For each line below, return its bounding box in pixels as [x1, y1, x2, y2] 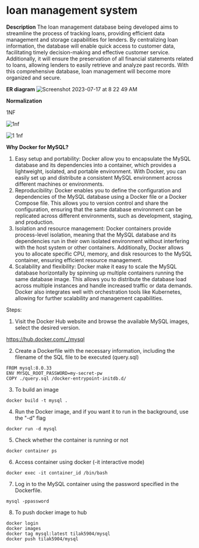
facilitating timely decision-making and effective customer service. [6, 48, 170, 56]
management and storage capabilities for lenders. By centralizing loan [6, 36, 179, 43]
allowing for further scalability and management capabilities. [14, 294, 164, 301]
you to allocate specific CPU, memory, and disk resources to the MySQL [14, 250, 192, 257]
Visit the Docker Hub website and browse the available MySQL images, [14, 318, 189, 325]
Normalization [6, 97, 42, 104]
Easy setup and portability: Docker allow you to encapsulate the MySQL [14, 155, 191, 162]
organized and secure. [6, 74, 61, 81]
